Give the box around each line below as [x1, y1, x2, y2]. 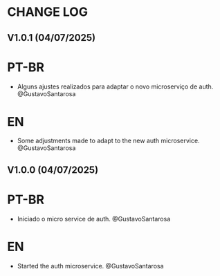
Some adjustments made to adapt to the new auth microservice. [17, 136, 200, 145]
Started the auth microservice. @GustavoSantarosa [17, 261, 164, 270]
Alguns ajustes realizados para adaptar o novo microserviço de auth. [17, 82, 214, 91]
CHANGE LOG [7, 4, 89, 20]
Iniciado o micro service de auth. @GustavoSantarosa [17, 214, 171, 223]
